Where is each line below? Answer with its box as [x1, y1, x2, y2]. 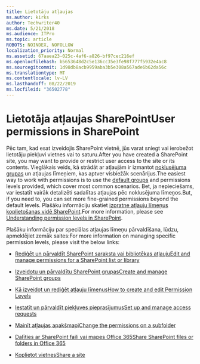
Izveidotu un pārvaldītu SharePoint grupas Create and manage [14, 268, 168, 275]
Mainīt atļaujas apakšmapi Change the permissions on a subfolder [14, 322, 176, 329]
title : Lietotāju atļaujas [6, 8, 73, 15]
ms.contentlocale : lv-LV [6, 75, 68, 81]
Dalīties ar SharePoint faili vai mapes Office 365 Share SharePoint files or [14, 333, 194, 340]
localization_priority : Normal [6, 48, 84, 54]
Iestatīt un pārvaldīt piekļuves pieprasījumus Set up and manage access [14, 304, 191, 311]
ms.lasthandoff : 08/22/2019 [6, 81, 76, 87]
